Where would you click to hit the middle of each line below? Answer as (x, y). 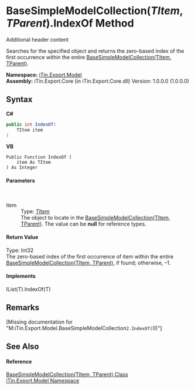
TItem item (30, 130)
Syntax (19, 100)
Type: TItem (35, 211)
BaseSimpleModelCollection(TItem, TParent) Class (67, 375)
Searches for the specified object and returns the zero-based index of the (95, 51)
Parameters (20, 180)
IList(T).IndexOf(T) (28, 289)
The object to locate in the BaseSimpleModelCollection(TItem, (95, 217)
